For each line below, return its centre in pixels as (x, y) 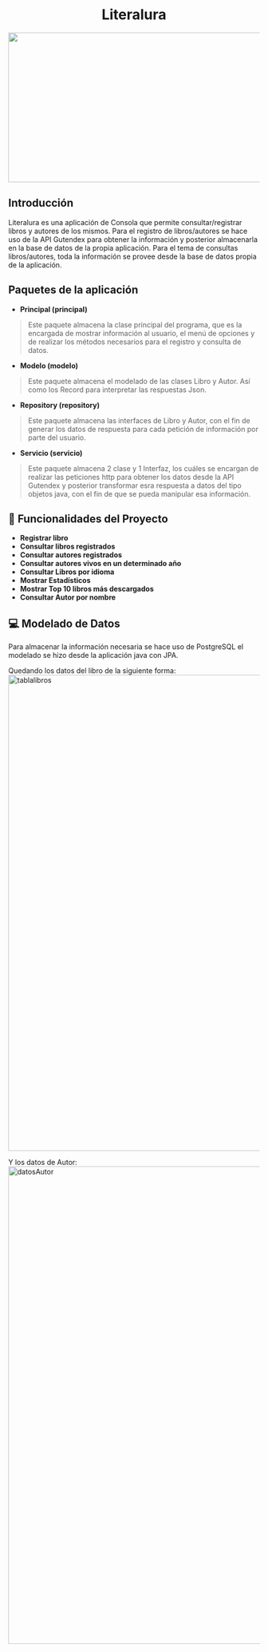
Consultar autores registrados (71, 555)
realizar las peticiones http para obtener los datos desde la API (131, 477)
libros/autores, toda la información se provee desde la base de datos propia (132, 256)
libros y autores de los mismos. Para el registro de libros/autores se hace (128, 231)
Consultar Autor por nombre (68, 597)
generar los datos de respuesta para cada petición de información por (143, 429)
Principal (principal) (53, 309)
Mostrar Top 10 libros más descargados (87, 589)
